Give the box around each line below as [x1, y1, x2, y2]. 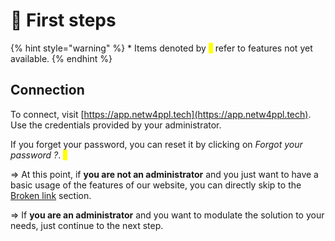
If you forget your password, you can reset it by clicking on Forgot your [10, 138, 303, 150]
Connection [10, 82, 85, 99]
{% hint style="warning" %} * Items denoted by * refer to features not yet [10, 42, 313, 54]
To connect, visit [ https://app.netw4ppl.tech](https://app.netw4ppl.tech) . [10, 108, 312, 120]
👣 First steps [10, 9, 117, 32]
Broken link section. [10, 189, 92, 201]
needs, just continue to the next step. [10, 219, 164, 231]
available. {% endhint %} [10, 52, 113, 64]
